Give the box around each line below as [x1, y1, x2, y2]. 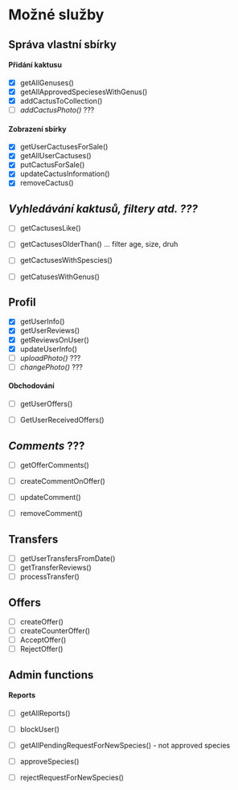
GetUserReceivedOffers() [19, 415, 105, 425]
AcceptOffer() [19, 635, 67, 645]
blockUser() [19, 724, 60, 734]
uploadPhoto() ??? [19, 353, 81, 362]
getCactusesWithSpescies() [19, 256, 113, 265]
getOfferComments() [19, 460, 90, 469]
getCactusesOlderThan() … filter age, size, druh [19, 239, 178, 249]
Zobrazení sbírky [8, 124, 67, 133]
